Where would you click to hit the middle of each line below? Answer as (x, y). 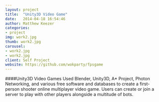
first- (145, 84)
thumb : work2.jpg (23, 42)
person (12, 89)
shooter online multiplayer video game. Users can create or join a (87, 89)
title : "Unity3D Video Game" (37, 14)
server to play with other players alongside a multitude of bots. (69, 95)
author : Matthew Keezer (30, 23)
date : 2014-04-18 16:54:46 (35, 19)
